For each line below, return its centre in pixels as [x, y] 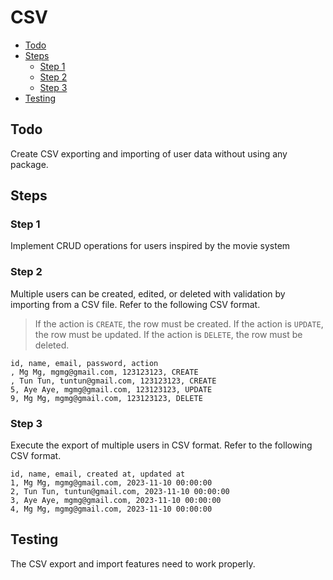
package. [29, 164]
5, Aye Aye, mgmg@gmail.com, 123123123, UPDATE [111, 389]
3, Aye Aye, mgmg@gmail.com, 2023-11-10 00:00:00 [116, 501]
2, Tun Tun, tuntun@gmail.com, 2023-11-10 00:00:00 [120, 492]
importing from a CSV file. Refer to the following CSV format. [135, 304]
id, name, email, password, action [84, 363]
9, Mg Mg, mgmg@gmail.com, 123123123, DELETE [106, 398]
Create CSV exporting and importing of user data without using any [149, 153]
